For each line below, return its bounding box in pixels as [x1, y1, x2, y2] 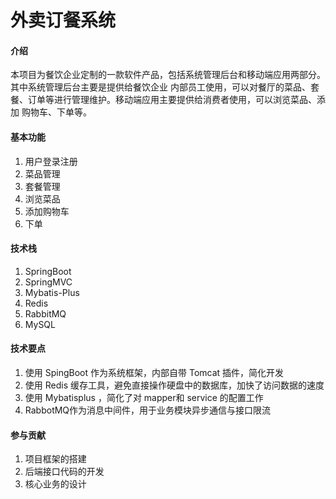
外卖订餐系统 [10, 9, 117, 32]
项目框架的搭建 [24, 453, 87, 465]
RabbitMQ [24, 307, 67, 320]
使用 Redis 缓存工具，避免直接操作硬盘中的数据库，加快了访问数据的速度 [24, 379, 325, 391]
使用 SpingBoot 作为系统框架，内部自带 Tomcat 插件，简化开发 [24, 367, 285, 378]
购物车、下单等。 [21, 106, 92, 118]
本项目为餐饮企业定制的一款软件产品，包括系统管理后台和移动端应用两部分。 [10, 69, 326, 81]
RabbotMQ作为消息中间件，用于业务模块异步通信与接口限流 [24, 404, 272, 416]
